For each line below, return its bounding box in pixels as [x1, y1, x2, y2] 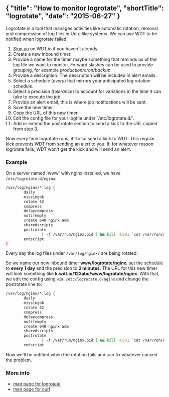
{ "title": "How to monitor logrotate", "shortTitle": [6, 4, 164, 13]
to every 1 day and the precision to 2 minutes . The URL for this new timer [6, 265, 157, 271]
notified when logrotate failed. [6, 36, 68, 42]
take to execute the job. [13, 93, 62, 100]
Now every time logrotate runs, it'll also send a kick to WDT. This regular [6, 135, 155, 141]
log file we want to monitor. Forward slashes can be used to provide [13, 61, 153, 67]
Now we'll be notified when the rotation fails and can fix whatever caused [6, 351, 157, 357]
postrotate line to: [6, 281, 42, 287]
